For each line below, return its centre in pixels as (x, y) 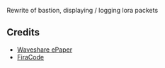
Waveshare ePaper (44, 50)
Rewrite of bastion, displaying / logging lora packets (82, 10)
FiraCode (30, 57)
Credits (23, 32)
